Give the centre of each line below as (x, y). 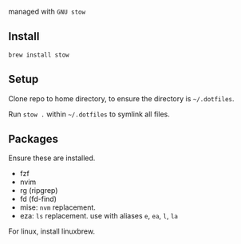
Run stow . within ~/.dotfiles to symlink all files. (89, 114)
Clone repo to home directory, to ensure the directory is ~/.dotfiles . (121, 98)
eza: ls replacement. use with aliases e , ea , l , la (99, 216)
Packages (33, 139)
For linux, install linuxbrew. (52, 231)
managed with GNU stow (47, 12)
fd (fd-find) (38, 199)
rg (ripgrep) (39, 191)
